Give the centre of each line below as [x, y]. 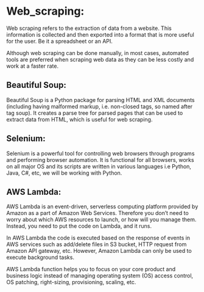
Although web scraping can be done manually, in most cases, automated [97, 53]
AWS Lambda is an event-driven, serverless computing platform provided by [102, 206]
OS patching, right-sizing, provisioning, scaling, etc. [71, 282]
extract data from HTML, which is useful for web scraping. [79, 119]
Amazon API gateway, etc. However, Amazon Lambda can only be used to [99, 251]
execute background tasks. [40, 257]
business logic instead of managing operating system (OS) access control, [100, 276]
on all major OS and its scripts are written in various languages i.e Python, [99, 166]
